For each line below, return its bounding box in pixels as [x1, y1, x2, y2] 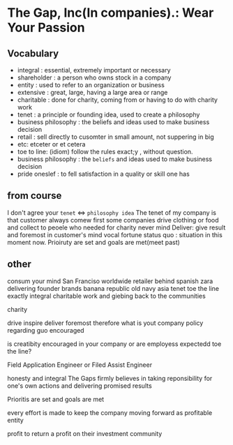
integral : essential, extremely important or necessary [17, 66, 171, 74]
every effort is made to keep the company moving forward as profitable [7, 408, 213, 416]
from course [7, 190, 62, 202]
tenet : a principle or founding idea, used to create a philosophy [17, 110, 200, 119]
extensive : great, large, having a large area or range [17, 89, 168, 96]
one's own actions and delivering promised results [7, 382, 152, 390]
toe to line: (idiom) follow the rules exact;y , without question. [17, 148, 193, 156]
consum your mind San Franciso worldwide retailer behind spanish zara [7, 277, 213, 285]
